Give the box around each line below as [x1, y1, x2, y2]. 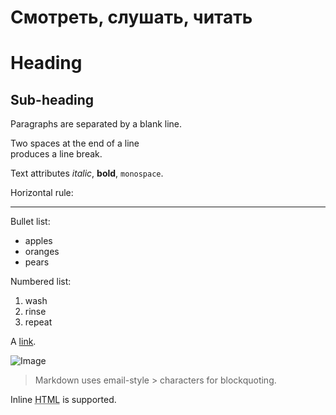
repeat [24, 316, 53, 328]
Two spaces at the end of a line [10, 137, 140, 150]
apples [24, 235, 53, 247]
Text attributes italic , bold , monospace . [10, 167, 164, 180]
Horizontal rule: [10, 187, 74, 199]
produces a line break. [10, 148, 103, 160]
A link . [10, 336, 37, 348]
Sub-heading [10, 91, 95, 108]
